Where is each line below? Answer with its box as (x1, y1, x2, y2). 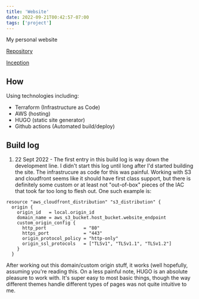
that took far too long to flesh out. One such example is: (14, 188, 152, 194)
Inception (6, 59, 30, 66)
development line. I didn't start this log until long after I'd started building (14, 162, 194, 169)
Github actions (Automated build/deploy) (14, 123, 115, 130)
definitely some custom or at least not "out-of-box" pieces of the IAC (14, 181, 185, 188)
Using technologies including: (6, 92, 79, 99)
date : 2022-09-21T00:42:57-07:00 (6, 14, 89, 20)
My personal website (6, 36, 58, 43)
